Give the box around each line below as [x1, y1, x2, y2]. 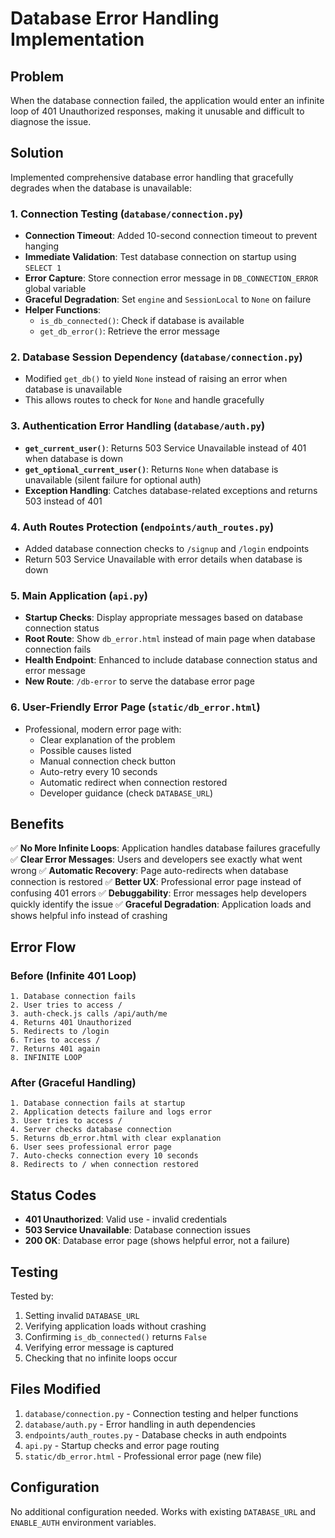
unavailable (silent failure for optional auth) [24, 473, 202, 486]
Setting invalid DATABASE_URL [24, 1310, 140, 1322]
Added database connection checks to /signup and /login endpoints [24, 543, 310, 554]
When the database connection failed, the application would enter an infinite [10, 95, 325, 106]
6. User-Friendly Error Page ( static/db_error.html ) [10, 700, 261, 714]
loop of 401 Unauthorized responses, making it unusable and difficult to [10, 105, 305, 117]
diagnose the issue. [10, 116, 92, 127]
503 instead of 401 [24, 495, 103, 507]
